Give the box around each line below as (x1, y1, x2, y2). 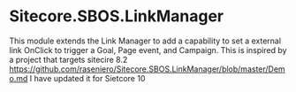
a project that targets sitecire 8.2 (9, 54, 128, 65)
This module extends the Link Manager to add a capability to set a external (9, 35, 281, 46)
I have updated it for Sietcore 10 (29, 73, 146, 83)
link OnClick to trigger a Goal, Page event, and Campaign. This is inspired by (9, 44, 287, 55)
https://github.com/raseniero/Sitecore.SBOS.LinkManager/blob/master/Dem (9, 64, 285, 74)
